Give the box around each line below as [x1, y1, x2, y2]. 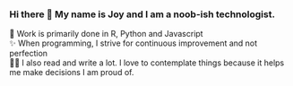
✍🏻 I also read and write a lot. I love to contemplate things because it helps [9, 57, 285, 68]
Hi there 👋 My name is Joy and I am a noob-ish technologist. [9, 8, 276, 21]
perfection [9, 48, 47, 59]
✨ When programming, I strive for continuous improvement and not [9, 38, 258, 48]
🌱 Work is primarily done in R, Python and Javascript [9, 29, 203, 39]
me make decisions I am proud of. [9, 67, 134, 78]
